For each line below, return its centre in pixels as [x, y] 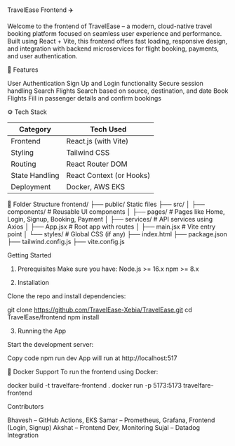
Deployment [31, 187]
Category [35, 129]
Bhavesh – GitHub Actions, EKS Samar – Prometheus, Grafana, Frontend [111, 420]
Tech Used [108, 129]
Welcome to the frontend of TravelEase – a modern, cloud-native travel [110, 26]
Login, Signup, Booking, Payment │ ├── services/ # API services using [110, 219]
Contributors [26, 406]
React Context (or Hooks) [108, 176]
